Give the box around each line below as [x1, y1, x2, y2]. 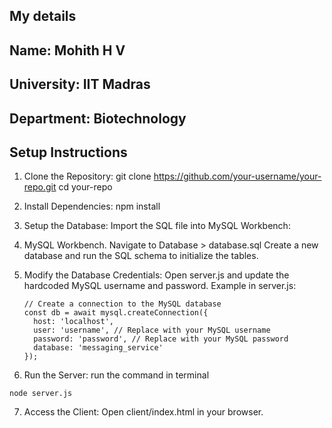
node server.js [9, 389, 73, 399]
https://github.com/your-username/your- [153, 170, 322, 183]
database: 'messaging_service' [33, 343, 164, 353]
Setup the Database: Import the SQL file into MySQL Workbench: [23, 220, 291, 232]
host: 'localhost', [33, 317, 114, 327]
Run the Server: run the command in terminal [23, 369, 210, 381]
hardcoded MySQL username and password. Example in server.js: [23, 280, 297, 292]
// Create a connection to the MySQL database [23, 299, 222, 309]
